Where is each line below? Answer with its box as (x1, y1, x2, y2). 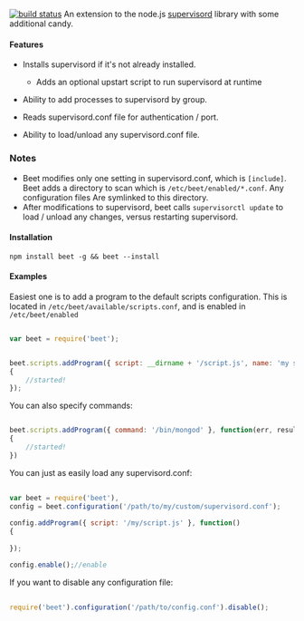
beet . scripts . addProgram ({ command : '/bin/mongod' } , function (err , (9, 426, 273, 435)
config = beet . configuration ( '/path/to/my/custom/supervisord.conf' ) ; (9, 501, 281, 511)
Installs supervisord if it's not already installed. (22, 59, 196, 70)
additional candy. (9, 18, 74, 29)
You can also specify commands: (9, 400, 133, 412)
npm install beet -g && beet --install (9, 252, 160, 261)
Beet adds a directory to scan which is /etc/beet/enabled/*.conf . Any (22, 182, 285, 193)
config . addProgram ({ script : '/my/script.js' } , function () (9, 519, 242, 528)
